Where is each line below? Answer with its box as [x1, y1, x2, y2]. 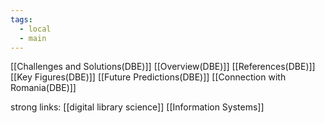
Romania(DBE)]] [10, 82, 77, 94]
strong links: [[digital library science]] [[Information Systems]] [10, 101, 265, 113]
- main [19, 33, 47, 43]
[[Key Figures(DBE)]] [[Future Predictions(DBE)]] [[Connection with [10, 71, 287, 83]
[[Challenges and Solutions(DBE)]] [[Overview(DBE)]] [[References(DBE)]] [10, 61, 316, 73]
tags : [10, 14, 33, 25]
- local [19, 24, 52, 34]
